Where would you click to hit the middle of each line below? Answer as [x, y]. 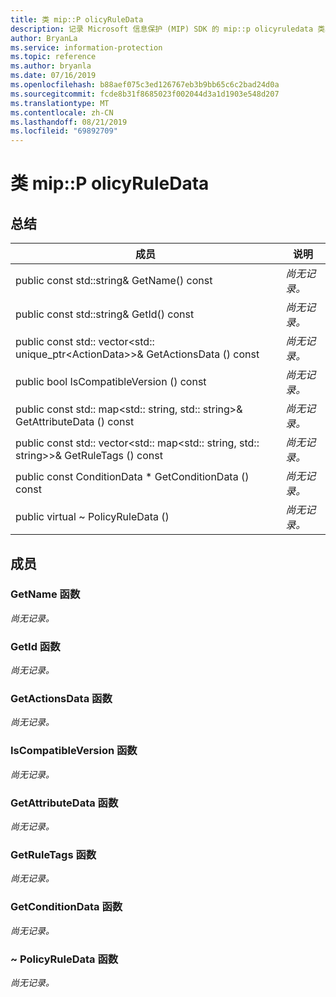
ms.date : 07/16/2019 [53, 76]
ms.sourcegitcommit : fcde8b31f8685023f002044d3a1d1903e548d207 [145, 94]
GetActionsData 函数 [61, 699]
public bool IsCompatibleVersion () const [111, 382]
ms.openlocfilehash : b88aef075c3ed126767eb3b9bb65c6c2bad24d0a [145, 85]
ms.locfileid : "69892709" [64, 131]
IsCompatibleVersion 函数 [74, 751]
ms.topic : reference [53, 57]
